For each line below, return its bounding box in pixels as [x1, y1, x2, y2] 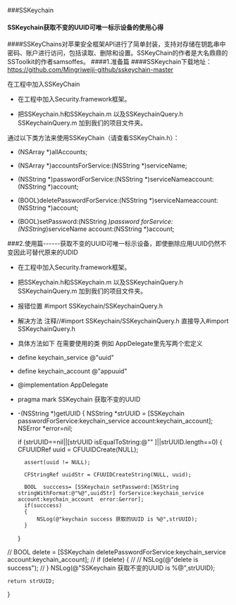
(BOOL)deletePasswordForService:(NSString [17, 197, 148, 205]
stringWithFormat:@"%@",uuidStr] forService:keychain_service [17, 489, 204, 497]
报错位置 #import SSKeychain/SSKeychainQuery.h [17, 302, 163, 311]
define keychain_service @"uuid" [17, 354, 114, 362]
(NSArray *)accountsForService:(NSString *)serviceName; [17, 161, 187, 170]
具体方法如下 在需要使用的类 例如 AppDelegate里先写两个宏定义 [17, 339, 203, 348]
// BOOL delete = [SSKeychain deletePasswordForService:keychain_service [7, 548, 227, 556]
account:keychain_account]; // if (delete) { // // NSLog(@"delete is [7, 556, 199, 564]
